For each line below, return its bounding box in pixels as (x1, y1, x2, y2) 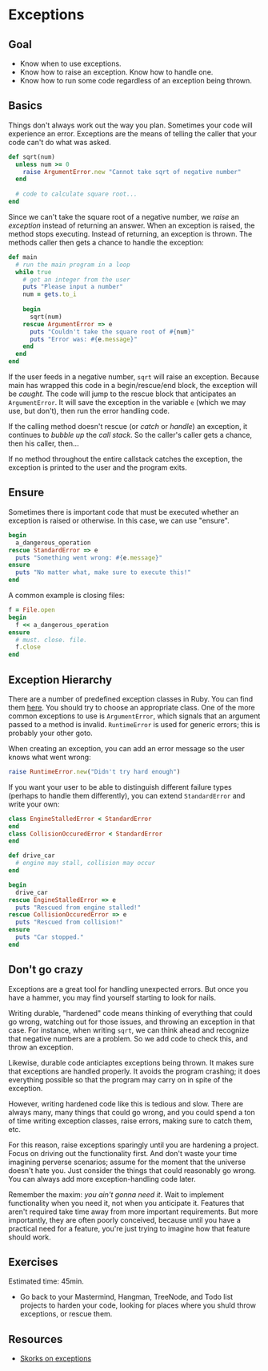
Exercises (8, 1256, 58, 1269)
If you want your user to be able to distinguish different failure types (8, 782, 232, 791)
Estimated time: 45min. (8, 1276, 84, 1286)
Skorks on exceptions (19, 1353, 92, 1364)
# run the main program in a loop (15, 261, 130, 269)
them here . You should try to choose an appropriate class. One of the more (8, 702, 256, 712)
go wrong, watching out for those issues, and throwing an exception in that (8, 1017, 255, 1026)
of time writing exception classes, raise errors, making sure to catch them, (8, 1116, 254, 1126)
